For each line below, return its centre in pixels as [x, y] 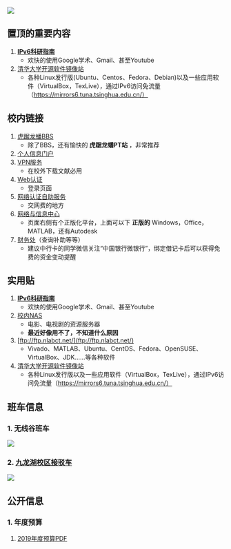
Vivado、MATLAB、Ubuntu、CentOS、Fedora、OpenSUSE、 [114, 349]
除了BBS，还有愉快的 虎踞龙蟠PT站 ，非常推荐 [93, 145]
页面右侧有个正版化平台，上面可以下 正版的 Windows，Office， [118, 222]
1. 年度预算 [25, 522]
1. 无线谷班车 [28, 428]
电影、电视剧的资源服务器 [64, 324]
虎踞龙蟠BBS [35, 136]
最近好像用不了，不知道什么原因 [73, 333]
